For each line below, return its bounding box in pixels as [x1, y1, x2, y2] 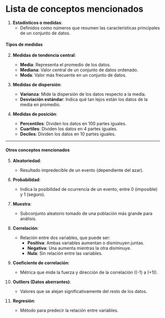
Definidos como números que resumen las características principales [20, 25, 160, 30]
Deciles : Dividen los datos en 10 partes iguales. [20, 131, 116, 137]
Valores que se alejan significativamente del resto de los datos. [20, 289, 147, 294]
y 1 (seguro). [20, 191, 46, 197]
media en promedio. [20, 102, 61, 107]
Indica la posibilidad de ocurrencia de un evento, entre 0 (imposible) [20, 186, 158, 192]
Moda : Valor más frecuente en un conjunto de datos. [20, 72, 127, 78]
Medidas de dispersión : [12, 82, 62, 88]
